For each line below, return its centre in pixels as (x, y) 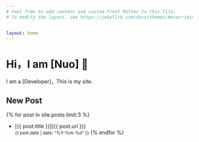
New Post (24, 100)
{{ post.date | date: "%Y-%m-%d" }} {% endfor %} (69, 133)
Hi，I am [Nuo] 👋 (47, 64)
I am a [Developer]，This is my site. (49, 82)
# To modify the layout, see (42, 17)
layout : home (22, 33)
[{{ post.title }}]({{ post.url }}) (50, 126)
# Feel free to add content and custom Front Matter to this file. (91, 12)
